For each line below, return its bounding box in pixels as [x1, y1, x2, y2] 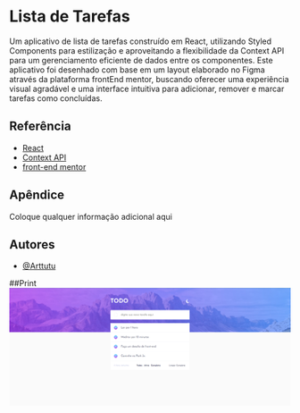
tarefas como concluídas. [9, 92, 103, 104]
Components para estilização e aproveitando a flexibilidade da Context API [9, 45, 285, 55]
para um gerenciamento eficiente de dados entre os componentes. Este [9, 55, 274, 65]
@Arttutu [21, 261, 56, 272]
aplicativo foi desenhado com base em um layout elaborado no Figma [9, 64, 265, 75]
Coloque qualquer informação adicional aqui [9, 211, 172, 222]
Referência [9, 119, 71, 134]
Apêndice [9, 188, 65, 203]
